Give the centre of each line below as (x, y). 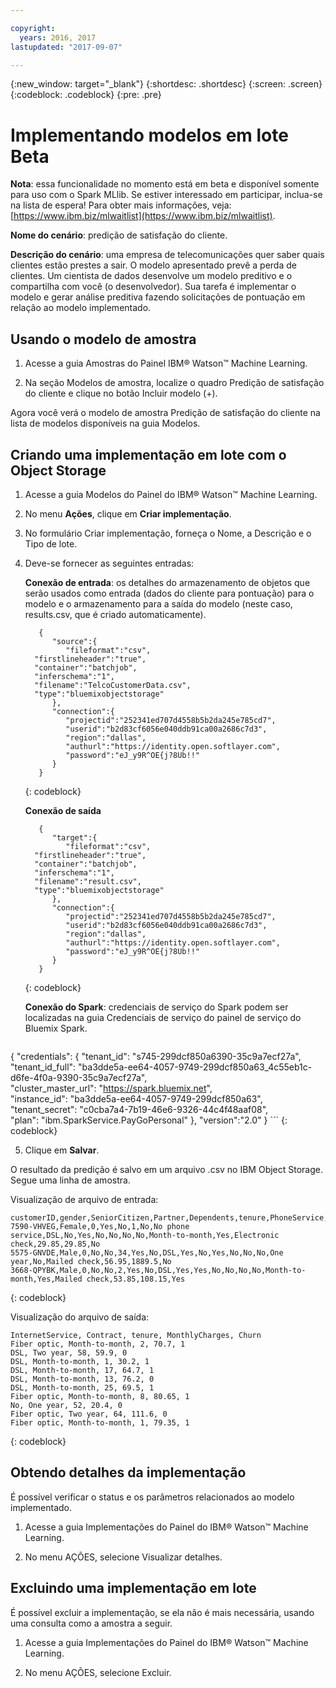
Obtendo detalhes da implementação (128, 1472)
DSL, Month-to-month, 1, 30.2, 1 (80, 1361)
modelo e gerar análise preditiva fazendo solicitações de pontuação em (158, 297)
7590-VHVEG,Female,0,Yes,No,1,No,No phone (100, 1226)
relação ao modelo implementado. (81, 308)
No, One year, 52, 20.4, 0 (66, 1405)
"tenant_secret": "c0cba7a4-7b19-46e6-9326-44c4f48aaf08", (139, 1109)
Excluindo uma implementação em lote (133, 1588)
